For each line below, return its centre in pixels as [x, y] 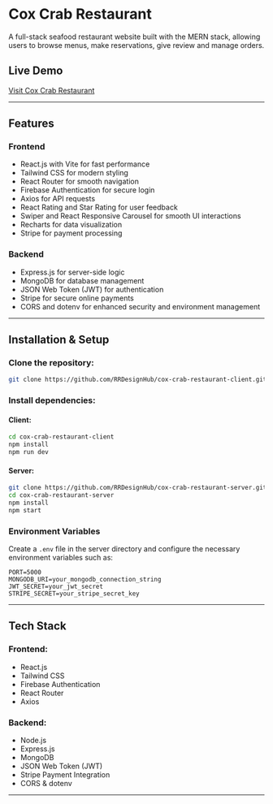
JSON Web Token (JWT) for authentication [92, 289]
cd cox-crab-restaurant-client [61, 437]
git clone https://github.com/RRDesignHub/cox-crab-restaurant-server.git [138, 488]
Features [31, 124]
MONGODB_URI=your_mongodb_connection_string [85, 580]
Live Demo [36, 71]
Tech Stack [37, 626]
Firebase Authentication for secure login [87, 190]
